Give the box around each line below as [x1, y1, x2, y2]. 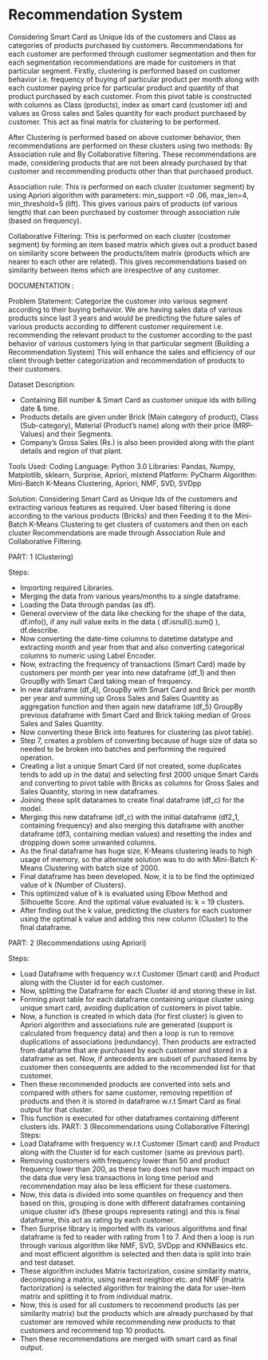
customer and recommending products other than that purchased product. [8, 166, 254, 176]
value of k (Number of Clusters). [19, 880, 126, 889]
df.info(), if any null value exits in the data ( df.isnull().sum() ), [19, 617, 221, 626]
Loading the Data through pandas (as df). [19, 599, 156, 609]
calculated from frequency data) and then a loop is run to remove [19, 1028, 235, 1038]
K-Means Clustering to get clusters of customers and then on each [29, 519, 249, 529]
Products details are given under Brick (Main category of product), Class [19, 412, 259, 421]
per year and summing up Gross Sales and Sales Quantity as [19, 693, 219, 702]
